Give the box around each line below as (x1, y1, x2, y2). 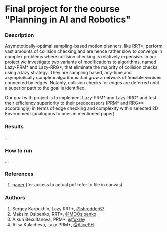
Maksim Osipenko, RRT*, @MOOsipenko (12, 211, 96, 217)
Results (5, 123, 24, 130)
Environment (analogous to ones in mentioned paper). (5, 111, 116, 117)
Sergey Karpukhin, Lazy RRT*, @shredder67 (12, 205, 105, 212)
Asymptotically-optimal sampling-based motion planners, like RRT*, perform (5, 43, 163, 49)
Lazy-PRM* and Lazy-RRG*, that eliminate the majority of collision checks (5, 64, 158, 70)
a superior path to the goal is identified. (5, 85, 86, 91)
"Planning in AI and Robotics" (5, 14, 131, 25)
